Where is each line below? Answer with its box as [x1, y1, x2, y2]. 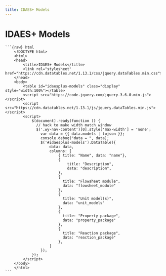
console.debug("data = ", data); [40, 135, 110, 141]
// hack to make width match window [36, 122, 112, 127]
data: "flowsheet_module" [62, 183, 116, 188]
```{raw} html [5, 45, 35, 50]
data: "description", [67, 166, 112, 171]
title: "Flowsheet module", [62, 179, 121, 184]
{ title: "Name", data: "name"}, [58, 153, 127, 158]
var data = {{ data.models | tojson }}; [40, 131, 125, 136]
